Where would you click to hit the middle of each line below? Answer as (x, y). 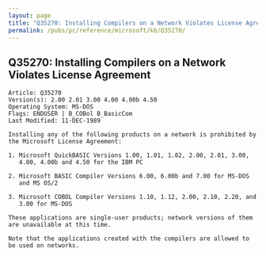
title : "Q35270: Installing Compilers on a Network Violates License (125, 23)
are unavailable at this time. (60, 225)
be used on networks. (44, 246)
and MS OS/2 (38, 183)
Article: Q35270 (35, 93)
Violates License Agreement (80, 75)
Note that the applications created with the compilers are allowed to (129, 239)
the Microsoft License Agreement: (65, 142)
